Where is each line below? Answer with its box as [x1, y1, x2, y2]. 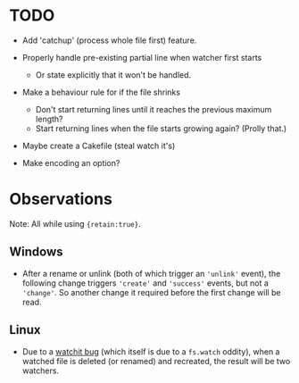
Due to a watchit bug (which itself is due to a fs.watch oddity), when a [21, 346, 280, 357]
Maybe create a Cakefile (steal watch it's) [21, 140, 176, 151]
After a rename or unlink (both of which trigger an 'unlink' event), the [21, 268, 281, 279]
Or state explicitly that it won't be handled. [35, 69, 192, 80]
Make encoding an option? [21, 157, 120, 168]
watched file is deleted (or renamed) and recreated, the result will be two [21, 355, 291, 366]
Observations [9, 189, 113, 210]
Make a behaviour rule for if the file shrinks [21, 87, 181, 97]
